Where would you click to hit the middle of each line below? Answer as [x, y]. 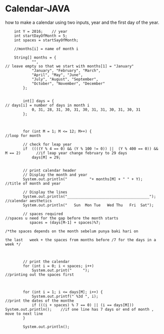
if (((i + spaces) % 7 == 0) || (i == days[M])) [83, 305]
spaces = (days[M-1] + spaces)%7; [65, 222]
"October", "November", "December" [68, 83]
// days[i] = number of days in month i [48, 105]
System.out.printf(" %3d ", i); [65, 296]
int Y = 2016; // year [41, 31]
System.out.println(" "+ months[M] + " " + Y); [83, 179]
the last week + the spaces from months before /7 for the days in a [81, 240]
